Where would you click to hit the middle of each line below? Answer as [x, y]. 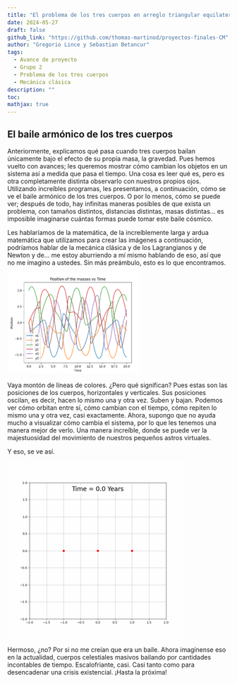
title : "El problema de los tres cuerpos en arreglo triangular [104, 15]
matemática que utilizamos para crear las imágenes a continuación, [105, 240]
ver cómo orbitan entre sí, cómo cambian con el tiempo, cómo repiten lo [112, 408]
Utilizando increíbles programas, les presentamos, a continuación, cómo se [117, 188]
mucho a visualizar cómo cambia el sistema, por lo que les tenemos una [112, 423]
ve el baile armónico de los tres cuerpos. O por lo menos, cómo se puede [114, 196]
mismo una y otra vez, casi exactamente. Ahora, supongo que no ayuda [111, 415]
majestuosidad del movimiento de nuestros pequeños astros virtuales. [109, 437]
